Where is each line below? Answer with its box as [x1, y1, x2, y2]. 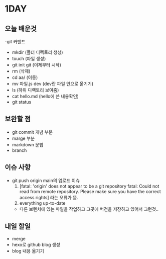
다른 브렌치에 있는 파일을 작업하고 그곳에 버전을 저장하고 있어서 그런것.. [19, 206, 159, 212]
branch [12, 147, 27, 153]
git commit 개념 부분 [12, 129, 53, 135]
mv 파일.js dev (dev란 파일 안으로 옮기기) [12, 81, 94, 87]
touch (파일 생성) [12, 56, 46, 61]
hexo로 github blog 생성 [12, 242, 61, 248]
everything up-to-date [19, 200, 66, 206]
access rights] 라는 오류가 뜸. [19, 194, 79, 200]
